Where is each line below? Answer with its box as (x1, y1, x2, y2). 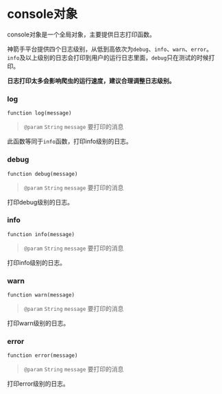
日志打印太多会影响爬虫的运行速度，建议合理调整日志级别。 (7, 76, 175, 84)
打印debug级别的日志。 (7, 198, 74, 206)
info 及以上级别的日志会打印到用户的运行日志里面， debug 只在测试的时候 (7, 53, 209, 62)
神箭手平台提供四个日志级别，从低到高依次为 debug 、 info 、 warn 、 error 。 (7, 45, 212, 53)
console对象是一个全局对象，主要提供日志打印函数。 (7, 30, 156, 38)
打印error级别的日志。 (7, 380, 70, 388)
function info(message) (7, 231, 75, 237)
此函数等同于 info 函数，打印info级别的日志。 (7, 137, 132, 146)
